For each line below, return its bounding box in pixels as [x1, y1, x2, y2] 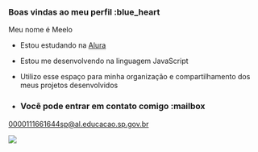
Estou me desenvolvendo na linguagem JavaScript [19, 56, 189, 66]
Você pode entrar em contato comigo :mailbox [19, 100, 206, 112]
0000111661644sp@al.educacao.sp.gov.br [8, 119, 149, 129]
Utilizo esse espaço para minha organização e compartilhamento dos [19, 72, 251, 82]
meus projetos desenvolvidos [19, 80, 119, 91]
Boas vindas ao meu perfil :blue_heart [8, 6, 160, 18]
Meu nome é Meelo [8, 25, 73, 35]
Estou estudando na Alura [19, 40, 106, 50]
